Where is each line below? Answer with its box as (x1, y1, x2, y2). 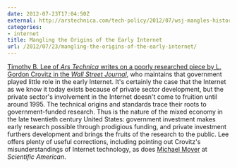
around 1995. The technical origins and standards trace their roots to (7, 100, 207, 108)
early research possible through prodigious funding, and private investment (7, 123, 227, 131)
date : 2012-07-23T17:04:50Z (7, 10, 90, 18)
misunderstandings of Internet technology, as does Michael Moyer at (7, 145, 208, 153)
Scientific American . (7, 152, 66, 161)
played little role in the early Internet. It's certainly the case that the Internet (7, 78, 226, 85)
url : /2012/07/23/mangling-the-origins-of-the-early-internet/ (7, 43, 197, 50)
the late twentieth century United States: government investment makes (7, 115, 217, 124)
